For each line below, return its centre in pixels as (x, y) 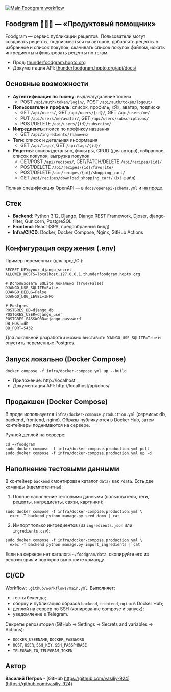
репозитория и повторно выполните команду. (55, 559)
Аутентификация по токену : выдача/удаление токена (72, 96)
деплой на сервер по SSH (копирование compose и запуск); (78, 609)
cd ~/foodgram (20, 444)
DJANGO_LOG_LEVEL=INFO (29, 297)
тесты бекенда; (29, 597)
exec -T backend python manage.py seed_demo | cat (65, 516)
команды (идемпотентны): (34, 487)
